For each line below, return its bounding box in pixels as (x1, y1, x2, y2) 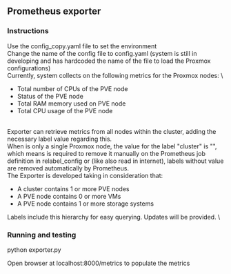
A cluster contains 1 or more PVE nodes (17, 184, 130, 193)
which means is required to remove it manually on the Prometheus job (7, 149, 205, 157)
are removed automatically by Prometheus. (7, 164, 130, 172)
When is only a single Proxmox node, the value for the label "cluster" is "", (7, 141, 217, 150)
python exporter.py (7, 245, 61, 254)
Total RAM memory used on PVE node (17, 99, 126, 108)
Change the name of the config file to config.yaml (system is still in (7, 49, 197, 57)
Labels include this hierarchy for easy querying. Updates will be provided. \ (7, 213, 221, 221)
